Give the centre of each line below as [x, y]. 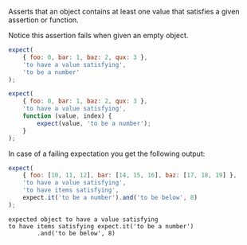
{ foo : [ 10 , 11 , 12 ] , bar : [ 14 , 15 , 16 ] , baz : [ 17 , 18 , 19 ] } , [130, 175]
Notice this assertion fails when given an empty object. [98, 35]
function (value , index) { [67, 116]
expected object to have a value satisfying [83, 219]
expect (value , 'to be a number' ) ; [94, 123]
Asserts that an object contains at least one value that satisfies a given [124, 12]
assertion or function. [43, 20]
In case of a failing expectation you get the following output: [107, 154]
